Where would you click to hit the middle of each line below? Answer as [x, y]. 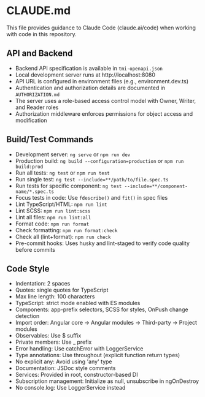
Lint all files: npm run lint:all [53, 217]
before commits [35, 249]
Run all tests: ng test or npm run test [63, 173]
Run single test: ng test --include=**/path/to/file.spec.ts [92, 179]
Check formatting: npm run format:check [66, 230]
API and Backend [40, 54]
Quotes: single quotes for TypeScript [62, 290]
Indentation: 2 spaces [43, 284]
